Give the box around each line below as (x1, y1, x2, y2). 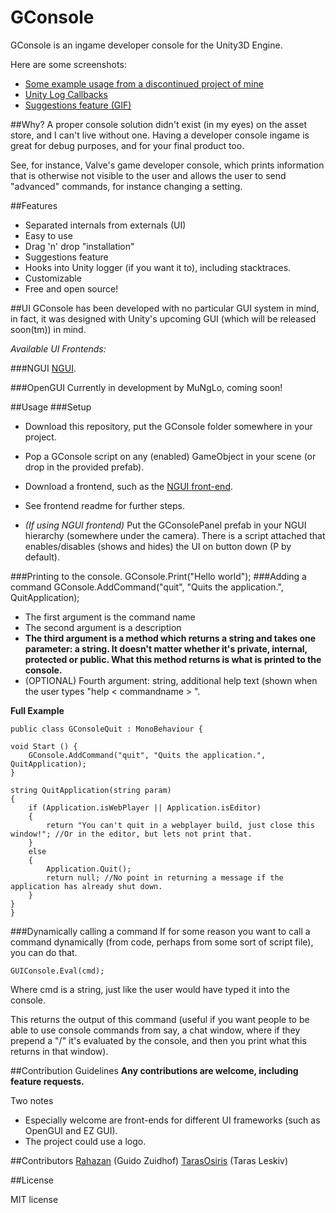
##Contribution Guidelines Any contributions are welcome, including (10, 1064, 299, 1076)
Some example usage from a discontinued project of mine (24, 77, 264, 90)
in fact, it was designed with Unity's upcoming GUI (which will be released (10, 312, 317, 325)
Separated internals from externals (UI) (24, 219, 187, 231)
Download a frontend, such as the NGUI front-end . (24, 480, 233, 492)
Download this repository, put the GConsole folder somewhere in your (24, 420, 313, 432)
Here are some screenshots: (10, 58, 127, 70)
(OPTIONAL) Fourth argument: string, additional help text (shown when (24, 674, 318, 686)
